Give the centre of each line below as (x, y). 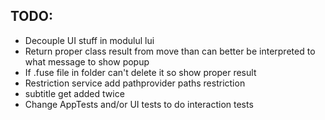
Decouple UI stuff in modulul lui (89, 40)
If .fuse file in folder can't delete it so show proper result (140, 72)
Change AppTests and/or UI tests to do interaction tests (139, 104)
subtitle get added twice (74, 93)
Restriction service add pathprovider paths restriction (135, 83)
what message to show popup (87, 61)
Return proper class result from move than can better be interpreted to (170, 51)
